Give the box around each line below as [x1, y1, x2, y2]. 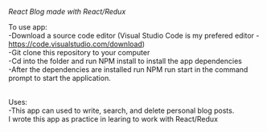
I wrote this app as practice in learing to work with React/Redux [8, 114, 219, 123]
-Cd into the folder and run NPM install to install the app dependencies [8, 56, 243, 66]
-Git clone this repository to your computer [8, 48, 150, 57]
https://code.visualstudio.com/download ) [8, 39, 146, 49]
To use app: [8, 22, 48, 31]
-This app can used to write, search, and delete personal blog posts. [8, 106, 235, 115]
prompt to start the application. [8, 74, 111, 82]
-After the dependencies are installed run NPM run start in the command [8, 65, 249, 74]
